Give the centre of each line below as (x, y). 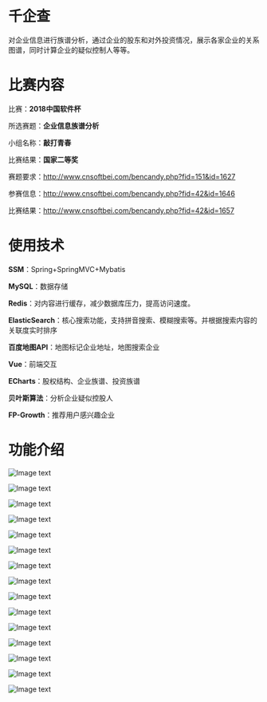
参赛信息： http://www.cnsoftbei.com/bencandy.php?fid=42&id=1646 (122, 193)
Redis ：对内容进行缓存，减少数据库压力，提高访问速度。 (102, 303)
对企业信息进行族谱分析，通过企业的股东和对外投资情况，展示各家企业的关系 (134, 40)
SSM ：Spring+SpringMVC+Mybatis (67, 269)
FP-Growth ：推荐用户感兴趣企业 (62, 415)
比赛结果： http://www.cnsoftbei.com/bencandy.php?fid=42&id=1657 (122, 210)
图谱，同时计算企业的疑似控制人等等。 (71, 49)
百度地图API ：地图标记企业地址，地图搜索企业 (84, 347)
